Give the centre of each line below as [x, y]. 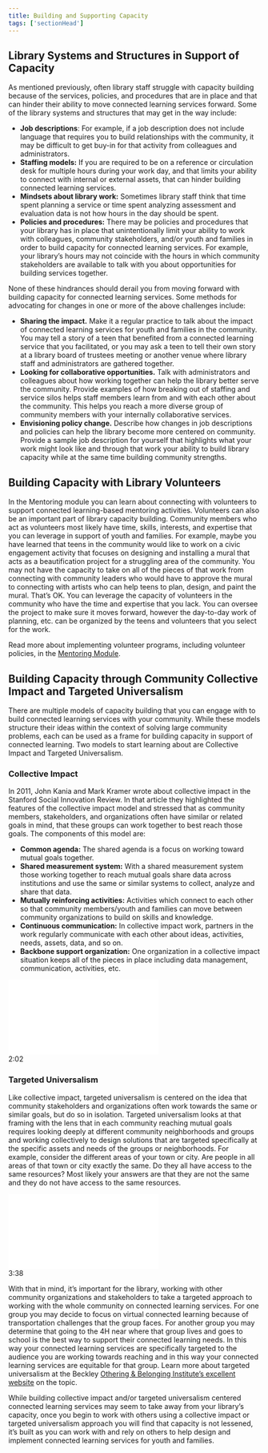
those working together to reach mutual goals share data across [126, 875]
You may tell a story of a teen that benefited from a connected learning [136, 338]
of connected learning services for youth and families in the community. [138, 330]
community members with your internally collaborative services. [126, 415]
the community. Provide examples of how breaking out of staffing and [135, 389]
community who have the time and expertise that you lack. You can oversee [133, 604]
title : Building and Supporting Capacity [78, 16]
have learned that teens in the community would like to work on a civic [124, 545]
